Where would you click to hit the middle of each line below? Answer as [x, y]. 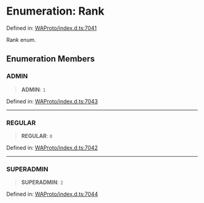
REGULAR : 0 [37, 136]
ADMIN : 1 [33, 89]
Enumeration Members [51, 59]
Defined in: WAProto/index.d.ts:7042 [52, 148]
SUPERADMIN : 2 [42, 182]
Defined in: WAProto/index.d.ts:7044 [52, 194]
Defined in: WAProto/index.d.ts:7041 [52, 28]
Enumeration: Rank [55, 11]
